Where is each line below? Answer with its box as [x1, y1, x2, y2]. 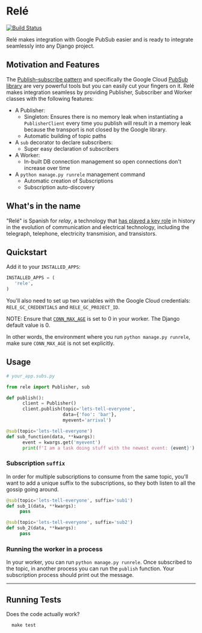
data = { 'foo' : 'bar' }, [63, 412, 117, 418]
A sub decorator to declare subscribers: [14, 139, 113, 146]
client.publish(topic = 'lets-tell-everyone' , [22, 406, 136, 412]
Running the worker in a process [6, 544, 103, 553]
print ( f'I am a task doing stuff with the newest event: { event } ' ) [22, 445, 195, 451]
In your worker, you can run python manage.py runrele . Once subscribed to [6, 559, 192, 566]
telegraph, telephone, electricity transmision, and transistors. [6, 230, 158, 237]
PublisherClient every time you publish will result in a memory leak [23, 119, 191, 127]
